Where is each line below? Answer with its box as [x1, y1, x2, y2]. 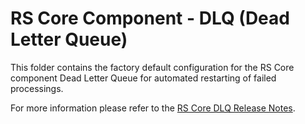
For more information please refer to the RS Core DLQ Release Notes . [10, 102, 296, 114]
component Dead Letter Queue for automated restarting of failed [10, 72, 277, 84]
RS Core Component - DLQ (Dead [10, 7, 290, 30]
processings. [10, 82, 64, 94]
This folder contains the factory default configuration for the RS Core [10, 61, 295, 73]
